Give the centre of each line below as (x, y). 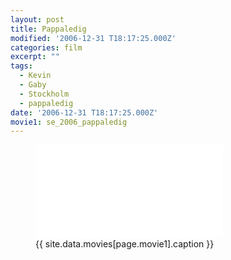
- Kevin (35, 76)
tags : (21, 66)
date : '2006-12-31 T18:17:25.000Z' (84, 112)
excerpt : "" (35, 57)
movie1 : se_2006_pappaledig (69, 122)
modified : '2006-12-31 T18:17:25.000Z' (93, 38)
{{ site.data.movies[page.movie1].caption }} (125, 244)
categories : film (46, 47)
